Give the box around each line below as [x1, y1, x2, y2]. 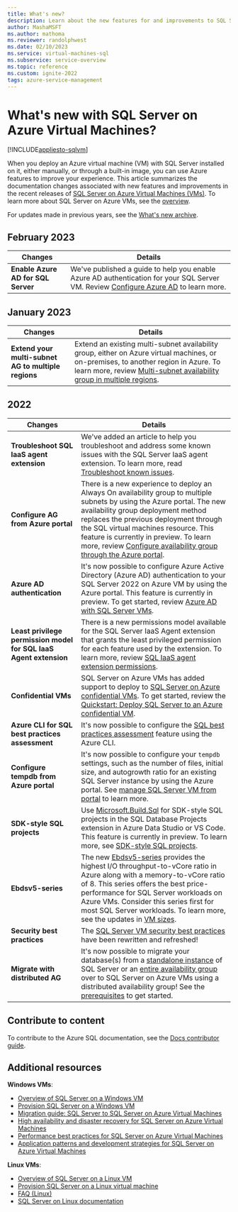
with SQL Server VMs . [81, 605, 154, 615]
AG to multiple [11, 361, 60, 371]
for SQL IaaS [11, 644, 55, 654]
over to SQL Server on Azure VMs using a [81, 973, 220, 983]
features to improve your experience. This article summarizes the [7, 175, 198, 183]
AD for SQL [11, 273, 50, 283]
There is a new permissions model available [81, 617, 227, 627]
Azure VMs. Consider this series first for [81, 896, 214, 906]
